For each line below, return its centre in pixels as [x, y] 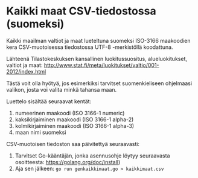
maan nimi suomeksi [40, 132]
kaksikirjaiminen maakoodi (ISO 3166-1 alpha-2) [74, 119]
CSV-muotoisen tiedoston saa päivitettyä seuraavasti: [73, 144]
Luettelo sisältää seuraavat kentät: [49, 101]
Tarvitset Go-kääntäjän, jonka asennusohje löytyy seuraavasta [92, 156]
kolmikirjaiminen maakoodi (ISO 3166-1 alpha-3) [75, 126]
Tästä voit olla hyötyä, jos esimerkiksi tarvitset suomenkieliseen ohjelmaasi [99, 83]
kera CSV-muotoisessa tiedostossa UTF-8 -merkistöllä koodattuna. [90, 47]
